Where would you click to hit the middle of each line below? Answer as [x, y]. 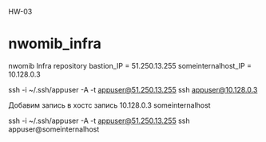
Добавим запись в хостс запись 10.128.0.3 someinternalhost [109, 105]
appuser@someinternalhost [54, 129]
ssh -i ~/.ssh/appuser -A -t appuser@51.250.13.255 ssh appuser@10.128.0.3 [133, 89]
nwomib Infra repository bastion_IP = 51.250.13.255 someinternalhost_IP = [130, 65]
